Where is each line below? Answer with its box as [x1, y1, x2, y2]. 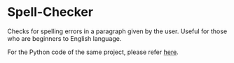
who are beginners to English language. [7, 34, 122, 42]
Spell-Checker [7, 4, 93, 20]
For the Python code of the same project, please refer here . [7, 48, 179, 56]
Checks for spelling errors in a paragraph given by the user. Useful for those [7, 27, 228, 35]
